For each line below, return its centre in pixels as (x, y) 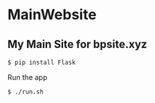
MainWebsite (52, 15)
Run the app (28, 77)
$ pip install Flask (42, 62)
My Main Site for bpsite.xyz (77, 44)
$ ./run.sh (26, 92)
